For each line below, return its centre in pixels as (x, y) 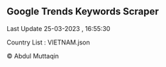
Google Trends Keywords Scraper (83, 12)
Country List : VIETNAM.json (48, 42)
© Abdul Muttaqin (33, 56)
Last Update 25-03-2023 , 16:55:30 (59, 28)
